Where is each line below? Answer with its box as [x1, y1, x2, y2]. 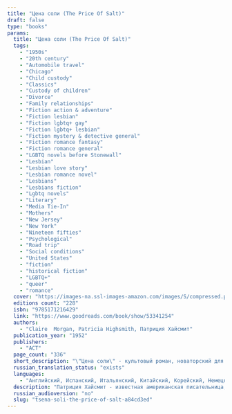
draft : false [7, 17, 45, 24]
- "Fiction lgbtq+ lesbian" [19, 126, 100, 133]
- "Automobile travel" [19, 62, 85, 69]
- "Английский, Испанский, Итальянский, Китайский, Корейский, [19, 377, 206, 384]
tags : [13, 42, 30, 49]
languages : [13, 370, 45, 377]
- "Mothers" [19, 210, 54, 217]
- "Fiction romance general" [19, 145, 104, 152]
